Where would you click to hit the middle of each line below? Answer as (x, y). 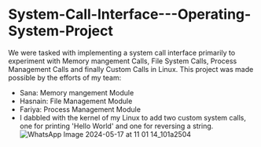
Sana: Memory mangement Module (77, 92)
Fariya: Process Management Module (80, 109)
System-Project (61, 31)
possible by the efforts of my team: (65, 77)
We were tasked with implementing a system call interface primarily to (122, 52)
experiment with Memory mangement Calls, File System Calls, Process (123, 61)
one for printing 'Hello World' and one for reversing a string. (116, 126)
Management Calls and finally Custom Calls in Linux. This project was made (131, 69)
